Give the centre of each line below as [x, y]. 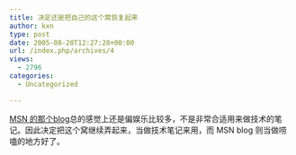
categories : [31, 76]
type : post [30, 34]
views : [22, 59]
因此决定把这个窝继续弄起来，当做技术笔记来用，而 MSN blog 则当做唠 [156, 130]
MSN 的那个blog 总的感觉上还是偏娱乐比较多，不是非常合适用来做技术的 [142, 118]
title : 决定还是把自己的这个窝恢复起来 [74, 17]
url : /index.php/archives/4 [62, 51]
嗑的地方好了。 [37, 141]
